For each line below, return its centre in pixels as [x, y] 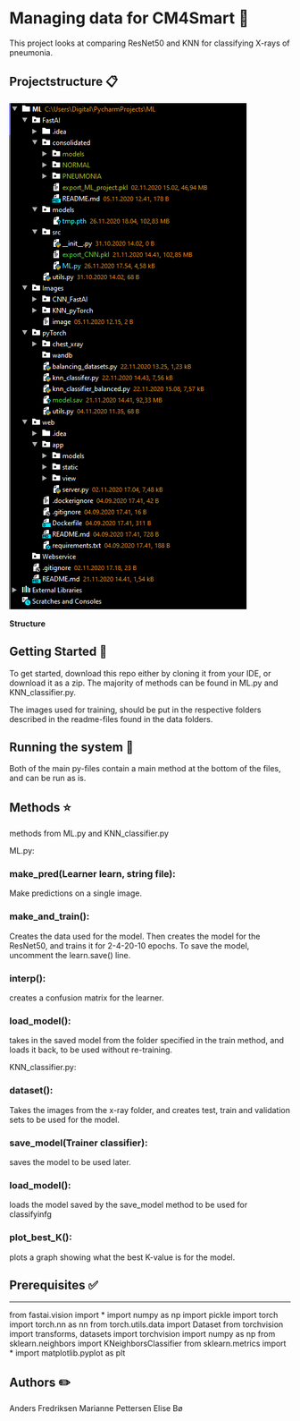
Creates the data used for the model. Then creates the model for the [135, 936]
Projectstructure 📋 [64, 82]
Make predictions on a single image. [76, 893]
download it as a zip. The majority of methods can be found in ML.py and [144, 683]
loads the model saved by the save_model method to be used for [129, 1205]
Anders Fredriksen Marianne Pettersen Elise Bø [96, 1408]
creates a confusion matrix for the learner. [87, 998]
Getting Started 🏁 [58, 652]
